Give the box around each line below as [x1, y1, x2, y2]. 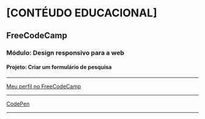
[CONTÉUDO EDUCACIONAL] [6, 6, 157, 20]
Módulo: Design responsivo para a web [6, 49, 124, 57]
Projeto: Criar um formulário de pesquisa [6, 64, 112, 71]
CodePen [6, 100, 30, 107]
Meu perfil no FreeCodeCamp [6, 83, 81, 90]
